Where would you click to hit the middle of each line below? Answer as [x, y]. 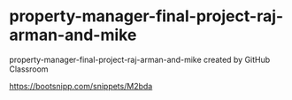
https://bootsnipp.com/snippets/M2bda [81, 86]
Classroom [29, 69]
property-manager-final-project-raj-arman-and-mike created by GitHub [140, 59]
